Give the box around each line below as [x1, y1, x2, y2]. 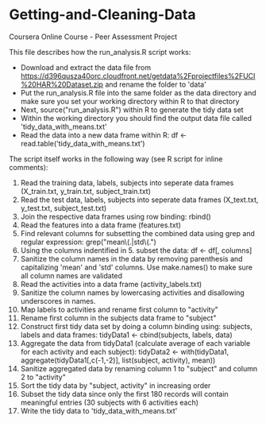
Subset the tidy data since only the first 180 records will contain [20, 389, 229, 398]
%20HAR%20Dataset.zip [20, 80, 104, 89]
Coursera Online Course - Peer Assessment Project [9, 32, 178, 41]
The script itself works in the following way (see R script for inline [9, 153, 223, 164]
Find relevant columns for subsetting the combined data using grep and [20, 228, 255, 238]
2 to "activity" [20, 372, 66, 382]
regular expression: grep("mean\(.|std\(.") [20, 237, 157, 246]
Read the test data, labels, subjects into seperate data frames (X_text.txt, [20, 195, 259, 204]
